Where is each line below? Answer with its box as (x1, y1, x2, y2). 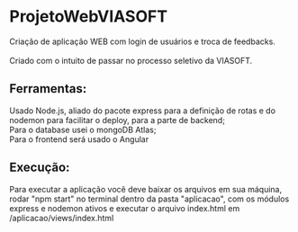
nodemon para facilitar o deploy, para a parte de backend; (9, 114, 225, 125)
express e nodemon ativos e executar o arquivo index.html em (9, 202, 240, 213)
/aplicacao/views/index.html (9, 212, 114, 223)
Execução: (9, 160, 70, 175)
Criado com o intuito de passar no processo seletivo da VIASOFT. (9, 55, 253, 66)
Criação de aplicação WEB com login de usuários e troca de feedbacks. (9, 36, 276, 47)
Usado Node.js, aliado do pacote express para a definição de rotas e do (9, 105, 276, 116)
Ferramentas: (9, 81, 87, 96)
